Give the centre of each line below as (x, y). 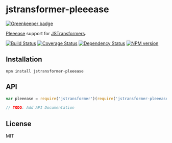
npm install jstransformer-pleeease (45, 71)
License (19, 124)
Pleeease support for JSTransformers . (46, 33)
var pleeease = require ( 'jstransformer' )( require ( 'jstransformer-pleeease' (88, 99)
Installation (24, 59)
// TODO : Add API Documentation (40, 108)
